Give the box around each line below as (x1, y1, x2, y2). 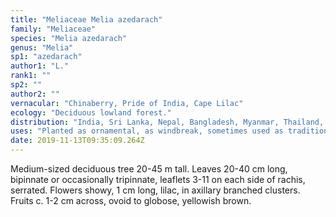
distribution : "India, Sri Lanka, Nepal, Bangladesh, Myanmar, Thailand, (10, 117, 325, 127)
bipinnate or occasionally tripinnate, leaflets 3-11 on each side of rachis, (10, 174, 306, 185)
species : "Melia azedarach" (10, 33, 128, 43)
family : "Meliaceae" (10, 24, 97, 34)
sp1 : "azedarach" (10, 52, 83, 62)
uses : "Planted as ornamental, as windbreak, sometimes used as (10, 126, 284, 136)
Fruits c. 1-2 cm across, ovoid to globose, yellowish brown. (10, 195, 252, 206)
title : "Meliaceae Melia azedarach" (10, 14, 163, 25)
